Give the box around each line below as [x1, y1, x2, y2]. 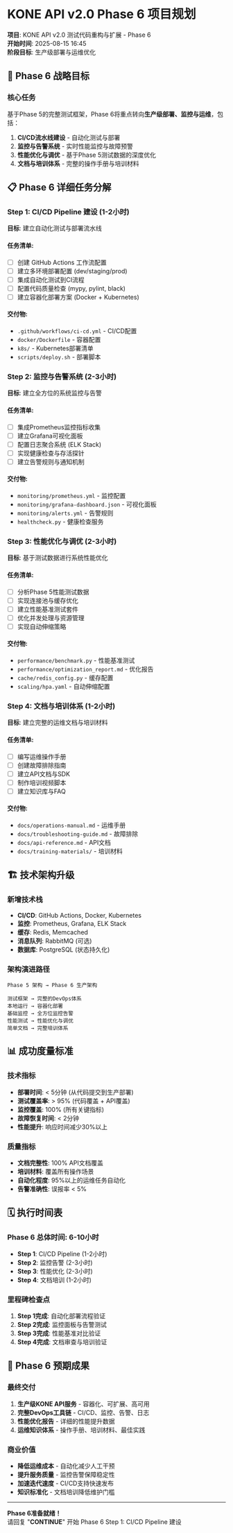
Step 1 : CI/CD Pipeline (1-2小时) [17, 1249, 107, 1258]
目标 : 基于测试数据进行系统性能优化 [7, 554, 108, 562]
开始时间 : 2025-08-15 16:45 [7, 39, 87, 47]
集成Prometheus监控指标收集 [17, 422, 101, 431]
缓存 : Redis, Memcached [17, 927, 89, 936]
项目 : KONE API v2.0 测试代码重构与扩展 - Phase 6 [7, 31, 151, 39]
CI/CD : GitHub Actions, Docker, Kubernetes [17, 911, 142, 919]
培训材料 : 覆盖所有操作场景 [17, 1167, 94, 1176]
